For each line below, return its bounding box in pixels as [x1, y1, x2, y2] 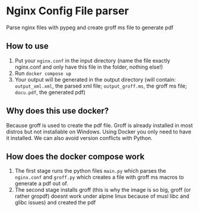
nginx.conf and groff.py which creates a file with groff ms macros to [14, 174, 184, 181]
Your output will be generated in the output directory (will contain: [14, 76, 176, 83]
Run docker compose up [14, 70, 71, 77]
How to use [6, 41, 49, 51]
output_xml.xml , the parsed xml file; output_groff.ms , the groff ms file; [14, 82, 187, 89]
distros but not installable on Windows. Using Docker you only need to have [6, 128, 192, 135]
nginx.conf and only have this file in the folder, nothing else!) [14, 63, 163, 70]
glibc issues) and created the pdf [14, 199, 96, 206]
